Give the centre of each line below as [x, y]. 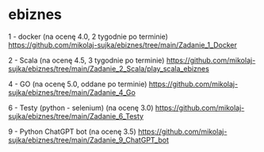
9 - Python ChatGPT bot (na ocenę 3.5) [72, 131]
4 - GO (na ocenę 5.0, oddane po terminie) [78, 84]
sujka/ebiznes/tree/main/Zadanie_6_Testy [76, 116]
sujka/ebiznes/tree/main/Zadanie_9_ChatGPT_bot [88, 139]
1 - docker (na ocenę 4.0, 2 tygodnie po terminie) [88, 36]
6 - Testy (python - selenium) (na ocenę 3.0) [81, 108]
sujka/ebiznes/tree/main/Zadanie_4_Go [72, 92]
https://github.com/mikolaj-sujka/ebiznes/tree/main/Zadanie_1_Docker [123, 44]
